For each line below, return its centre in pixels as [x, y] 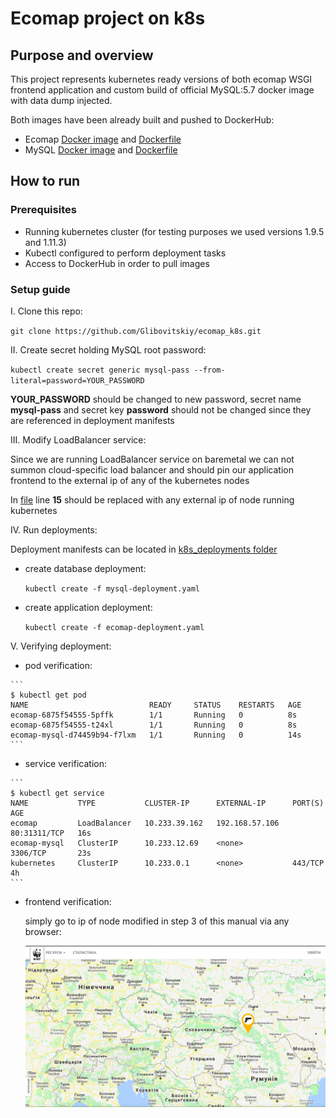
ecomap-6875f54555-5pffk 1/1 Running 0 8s [154, 715]
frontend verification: [68, 901]
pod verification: [58, 665]
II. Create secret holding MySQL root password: [108, 349]
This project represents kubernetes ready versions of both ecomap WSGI [161, 79]
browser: [43, 931]
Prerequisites [43, 210]
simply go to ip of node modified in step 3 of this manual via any [157, 921]
